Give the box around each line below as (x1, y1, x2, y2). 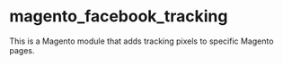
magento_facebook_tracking (9, 6, 228, 27)
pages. (9, 45, 35, 55)
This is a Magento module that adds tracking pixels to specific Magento (9, 36, 274, 46)
